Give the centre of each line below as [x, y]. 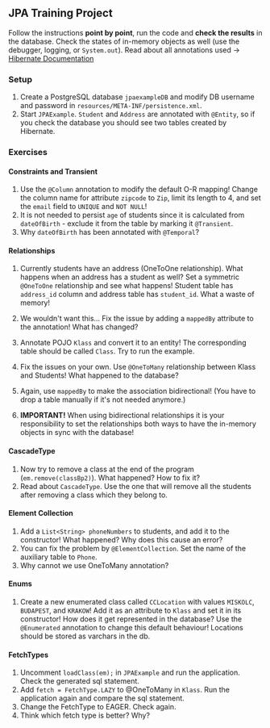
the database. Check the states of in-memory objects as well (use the [124, 41]
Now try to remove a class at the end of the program [107, 469]
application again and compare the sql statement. [102, 698]
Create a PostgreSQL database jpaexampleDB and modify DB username [137, 97]
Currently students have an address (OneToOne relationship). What [131, 269]
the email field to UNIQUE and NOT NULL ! [83, 207]
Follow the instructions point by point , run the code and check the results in [135, 32]
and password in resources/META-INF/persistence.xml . [111, 106]
